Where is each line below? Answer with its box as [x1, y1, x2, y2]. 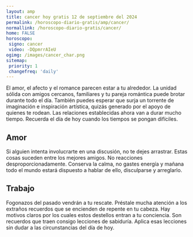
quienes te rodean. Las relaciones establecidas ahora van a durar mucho [6, 109, 182, 116]
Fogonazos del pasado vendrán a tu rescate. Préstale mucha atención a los [6, 199, 187, 206]
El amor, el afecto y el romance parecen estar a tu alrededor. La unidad [6, 84, 177, 91]
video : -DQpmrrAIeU [8, 47, 57, 53]
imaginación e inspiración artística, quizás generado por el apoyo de [6, 103, 171, 110]
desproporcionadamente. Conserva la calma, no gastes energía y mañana [6, 160, 184, 167]
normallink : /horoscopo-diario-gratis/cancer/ [6, 25, 122, 31]
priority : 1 [8, 63, 38, 69]
